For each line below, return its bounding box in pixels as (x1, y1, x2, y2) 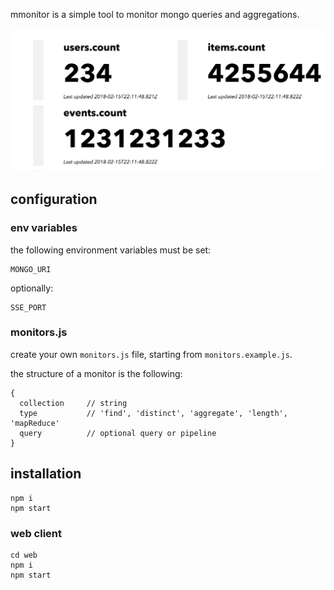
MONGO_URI (10, 264, 52, 274)
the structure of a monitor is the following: (10, 367, 183, 379)
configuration (10, 191, 98, 208)
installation (10, 465, 82, 483)
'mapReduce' (10, 418, 60, 428)
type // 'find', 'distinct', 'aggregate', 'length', (19, 408, 288, 418)
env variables (10, 221, 78, 235)
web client (10, 526, 63, 540)
